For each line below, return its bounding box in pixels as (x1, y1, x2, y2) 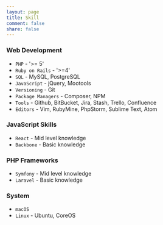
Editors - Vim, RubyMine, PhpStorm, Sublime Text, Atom (15, 105, 158, 113)
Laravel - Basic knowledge (15, 176, 83, 184)
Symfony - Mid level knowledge (15, 170, 92, 177)
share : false (6, 26, 40, 32)
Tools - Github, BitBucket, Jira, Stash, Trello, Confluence (15, 99, 157, 106)
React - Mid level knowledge (15, 134, 86, 141)
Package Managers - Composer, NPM (15, 92, 106, 99)
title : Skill (6, 15, 40, 21)
